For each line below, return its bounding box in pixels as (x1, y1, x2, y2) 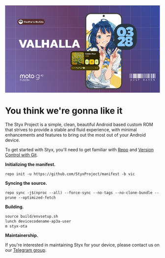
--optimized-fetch (18, 195, 56, 200)
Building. (5, 203, 24, 209)
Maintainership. (5, 232, 38, 238)
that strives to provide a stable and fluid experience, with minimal (5, 126, 137, 133)
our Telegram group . (5, 247, 47, 253)
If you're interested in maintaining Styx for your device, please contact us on (5, 242, 160, 248)
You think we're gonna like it (5, 105, 123, 116)
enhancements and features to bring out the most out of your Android (5, 132, 146, 138)
